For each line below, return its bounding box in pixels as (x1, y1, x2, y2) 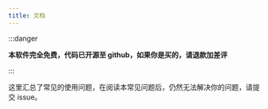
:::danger (8, 33, 38, 43)
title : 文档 (8, 11, 45, 20)
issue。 (17, 92, 42, 102)
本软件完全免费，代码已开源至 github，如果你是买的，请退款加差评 (8, 49, 228, 60)
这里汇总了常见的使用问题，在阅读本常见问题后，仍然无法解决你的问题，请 (8, 82, 253, 91)
